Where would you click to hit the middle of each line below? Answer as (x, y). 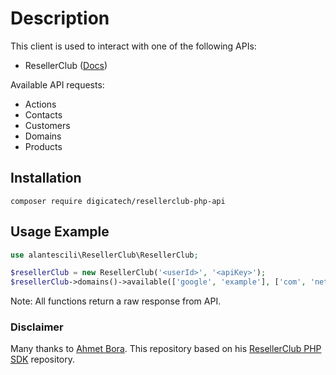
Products (43, 146)
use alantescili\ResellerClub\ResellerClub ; (104, 255)
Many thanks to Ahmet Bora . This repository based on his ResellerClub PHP (166, 349)
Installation (46, 178)
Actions (40, 104)
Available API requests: (57, 84)
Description (60, 18)
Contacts (43, 114)
